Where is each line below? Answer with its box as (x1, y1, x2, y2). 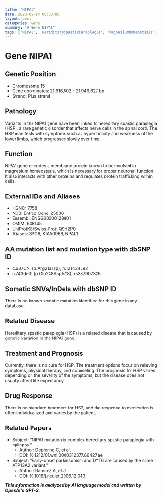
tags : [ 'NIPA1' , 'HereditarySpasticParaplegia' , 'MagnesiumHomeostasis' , (5, 30, 158, 35)
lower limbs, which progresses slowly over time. (5, 136, 101, 142)
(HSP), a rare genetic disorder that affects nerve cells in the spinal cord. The (5, 125, 158, 131)
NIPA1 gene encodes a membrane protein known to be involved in (5, 162, 136, 168)
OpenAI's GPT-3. (5, 487, 40, 494)
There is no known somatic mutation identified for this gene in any (5, 298, 137, 304)
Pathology (5, 107, 37, 116)
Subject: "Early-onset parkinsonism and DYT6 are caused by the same (12, 458, 153, 463)
